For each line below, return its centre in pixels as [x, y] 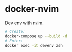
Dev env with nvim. [25, 23]
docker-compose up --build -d [36, 36]
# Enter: [14, 41]
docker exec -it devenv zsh [34, 45]
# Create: [15, 31]
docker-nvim [32, 9]
